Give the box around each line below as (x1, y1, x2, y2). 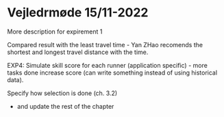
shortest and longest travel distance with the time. (7, 48, 149, 56)
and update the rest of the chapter (16, 102, 114, 110)
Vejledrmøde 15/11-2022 (7, 5, 149, 21)
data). (7, 75, 24, 83)
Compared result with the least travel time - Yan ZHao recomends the (7, 40, 203, 49)
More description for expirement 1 (7, 27, 103, 36)
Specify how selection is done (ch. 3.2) (7, 89, 118, 97)
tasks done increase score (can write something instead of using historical (7, 68, 218, 77)
